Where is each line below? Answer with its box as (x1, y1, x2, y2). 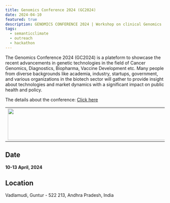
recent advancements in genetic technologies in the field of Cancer (5, 59, 146, 66)
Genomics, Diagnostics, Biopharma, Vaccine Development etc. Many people (5, 65, 164, 71)
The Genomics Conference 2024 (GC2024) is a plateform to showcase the (5, 54, 161, 60)
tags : (5, 26, 17, 31)
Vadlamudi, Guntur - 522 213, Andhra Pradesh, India (5, 192, 114, 198)
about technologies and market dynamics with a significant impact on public (5, 81, 164, 87)
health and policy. (5, 87, 42, 93)
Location (5, 179, 34, 187)
